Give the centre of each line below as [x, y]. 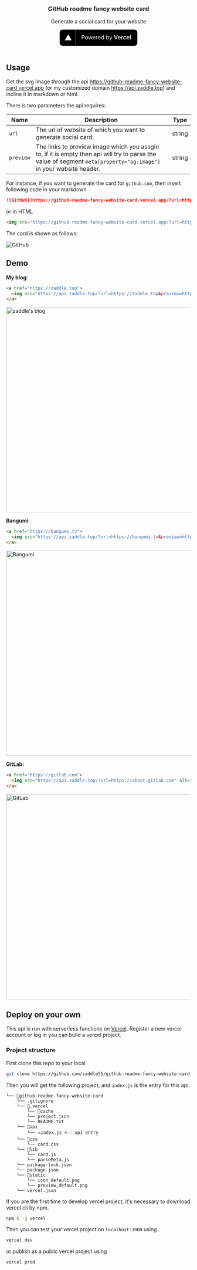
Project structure [31, 1051]
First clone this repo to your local [46, 1063]
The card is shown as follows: [42, 233]
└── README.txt [46, 1122]
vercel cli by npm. [28, 1207]
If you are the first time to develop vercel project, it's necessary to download [98, 1201]
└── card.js [42, 1154]
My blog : [17, 277]
